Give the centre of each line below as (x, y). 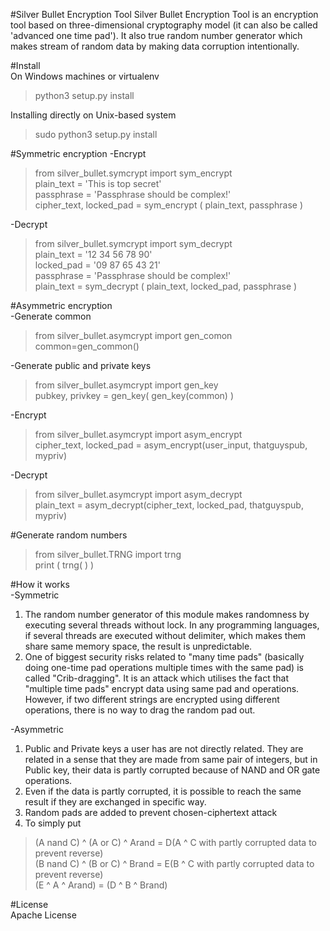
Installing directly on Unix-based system (93, 115)
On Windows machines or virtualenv (85, 76)
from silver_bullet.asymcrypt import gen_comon (133, 335)
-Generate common (51, 316)
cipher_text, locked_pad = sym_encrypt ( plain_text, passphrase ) (169, 205)
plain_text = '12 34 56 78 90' (93, 254)
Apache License (43, 915)
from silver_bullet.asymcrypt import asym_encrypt (138, 434)
